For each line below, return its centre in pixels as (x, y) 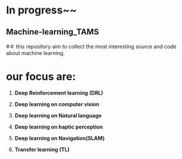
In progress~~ (41, 10)
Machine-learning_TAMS (53, 32)
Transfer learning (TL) (42, 149)
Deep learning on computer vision (57, 104)
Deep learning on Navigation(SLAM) (60, 138)
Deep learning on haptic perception (59, 127)
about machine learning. (36, 53)
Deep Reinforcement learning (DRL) (59, 93)
